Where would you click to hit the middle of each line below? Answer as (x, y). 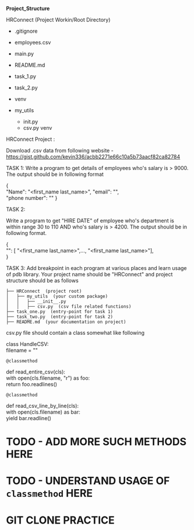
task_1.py (25, 76)
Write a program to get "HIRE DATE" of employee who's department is (90, 221)
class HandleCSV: (27, 344)
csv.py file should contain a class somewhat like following (75, 333)
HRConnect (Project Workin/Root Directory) (58, 20)
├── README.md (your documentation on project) (66, 322)
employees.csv (33, 42)
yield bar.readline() (29, 418)
